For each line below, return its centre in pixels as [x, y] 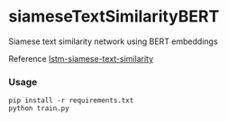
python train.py [39, 109]
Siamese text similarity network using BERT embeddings [113, 41]
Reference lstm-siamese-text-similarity [81, 58]
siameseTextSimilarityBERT [114, 17]
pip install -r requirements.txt [71, 100]
